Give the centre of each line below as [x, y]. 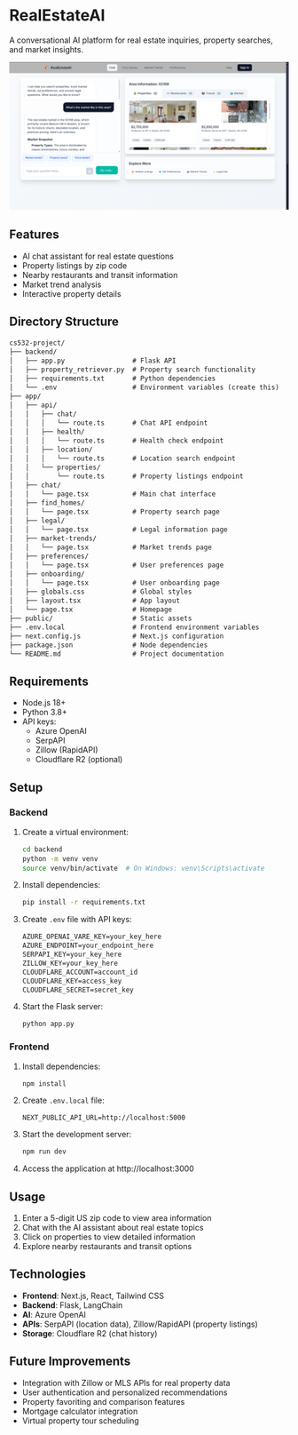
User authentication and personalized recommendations [125, 1392]
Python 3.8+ [45, 713]
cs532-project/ [37, 343]
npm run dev [44, 1152]
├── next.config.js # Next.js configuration [117, 636]
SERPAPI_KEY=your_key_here [72, 955]
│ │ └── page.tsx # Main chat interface [113, 494]
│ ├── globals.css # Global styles [101, 592]
